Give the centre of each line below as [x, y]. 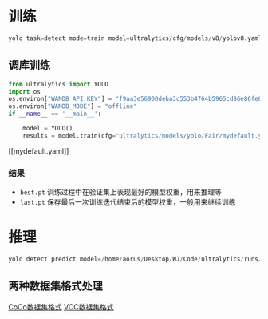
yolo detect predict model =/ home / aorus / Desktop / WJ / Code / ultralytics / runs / [135, 259]
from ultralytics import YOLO [59, 84]
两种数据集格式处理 [55, 286]
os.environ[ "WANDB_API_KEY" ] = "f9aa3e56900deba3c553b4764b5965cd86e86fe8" [137, 99]
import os [25, 92]
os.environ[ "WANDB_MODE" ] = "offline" [73, 106]
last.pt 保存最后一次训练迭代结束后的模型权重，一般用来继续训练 [128, 202]
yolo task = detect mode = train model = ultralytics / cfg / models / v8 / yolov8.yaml [135, 38]
